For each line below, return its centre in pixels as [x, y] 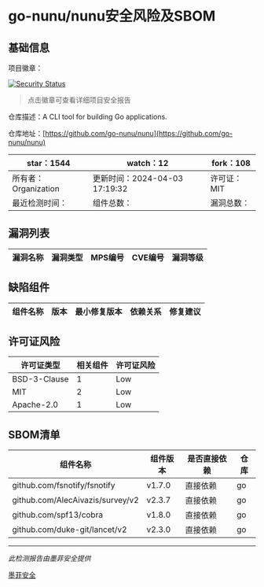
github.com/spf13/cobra [58, 515]
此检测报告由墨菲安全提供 [49, 559]
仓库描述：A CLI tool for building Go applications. [88, 116]
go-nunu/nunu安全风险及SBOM [112, 16]
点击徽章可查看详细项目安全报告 [79, 100]
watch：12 [148, 163]
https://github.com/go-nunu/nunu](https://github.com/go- [139, 133]
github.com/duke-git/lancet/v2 [70, 530]
